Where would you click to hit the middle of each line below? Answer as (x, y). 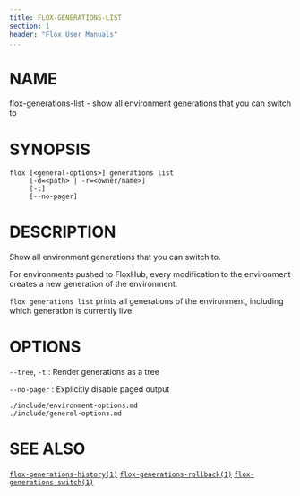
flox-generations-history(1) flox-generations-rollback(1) (121, 475)
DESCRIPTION (63, 232)
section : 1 (30, 26)
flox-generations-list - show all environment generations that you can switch (150, 103)
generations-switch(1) (51, 483)
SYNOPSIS (50, 149)
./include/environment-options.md (74, 406)
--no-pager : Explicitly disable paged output (90, 389)
